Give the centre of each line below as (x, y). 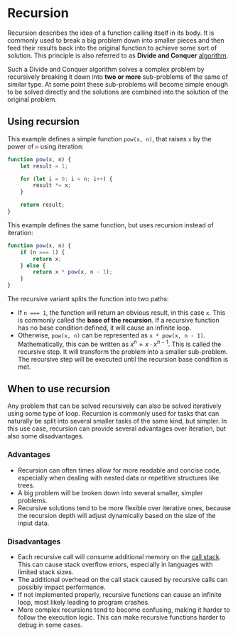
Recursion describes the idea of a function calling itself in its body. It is (111, 33)
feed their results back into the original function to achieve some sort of (112, 48)
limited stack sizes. (45, 572)
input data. (33, 523)
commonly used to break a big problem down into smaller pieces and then (116, 40)
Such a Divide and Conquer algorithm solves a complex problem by (106, 69)
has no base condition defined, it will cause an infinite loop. (104, 328)
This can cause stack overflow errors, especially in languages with (115, 565)
